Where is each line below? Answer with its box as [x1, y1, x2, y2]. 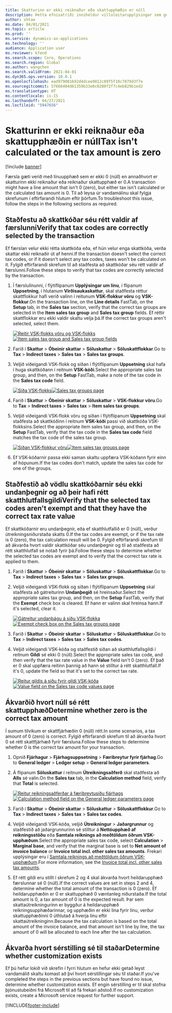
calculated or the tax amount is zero [5, 147, 161, 158]
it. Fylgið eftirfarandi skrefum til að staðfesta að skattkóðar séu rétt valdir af [5, 261, 164, 267]
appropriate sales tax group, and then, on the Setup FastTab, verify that [12, 594, 164, 601]
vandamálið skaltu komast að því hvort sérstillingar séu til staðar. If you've [5, 970, 160, 977]
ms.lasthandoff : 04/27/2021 [5, 98, 66, 103]
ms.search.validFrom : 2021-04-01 [5, 70, 77, 75]
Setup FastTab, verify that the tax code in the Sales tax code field [12, 429, 152, 435]
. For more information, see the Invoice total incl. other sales [37, 859, 162, 865]
